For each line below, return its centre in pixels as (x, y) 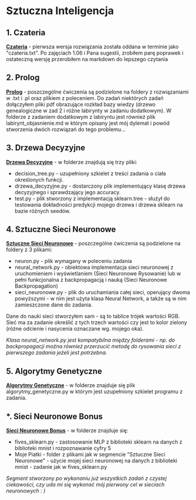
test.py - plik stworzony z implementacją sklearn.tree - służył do (92, 198)
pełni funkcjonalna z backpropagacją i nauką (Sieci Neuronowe (91, 280)
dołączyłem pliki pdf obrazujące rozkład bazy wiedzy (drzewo (81, 104)
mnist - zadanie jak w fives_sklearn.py (61, 467)
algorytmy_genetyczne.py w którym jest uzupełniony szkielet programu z (94, 392)
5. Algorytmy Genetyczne (54, 371)
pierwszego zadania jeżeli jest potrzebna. (57, 353)
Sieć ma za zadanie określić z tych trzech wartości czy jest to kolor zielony (97, 322)
